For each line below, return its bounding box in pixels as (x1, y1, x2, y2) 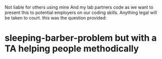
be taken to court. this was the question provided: (4, 15, 107, 20)
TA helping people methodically (4, 43, 139, 54)
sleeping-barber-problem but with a (4, 32, 157, 44)
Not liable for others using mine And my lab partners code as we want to (4, 4, 154, 10)
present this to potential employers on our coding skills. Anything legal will (4, 9, 158, 15)
